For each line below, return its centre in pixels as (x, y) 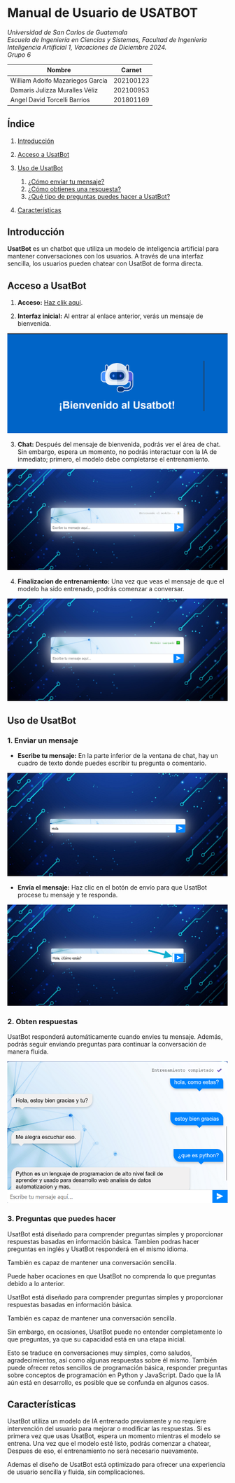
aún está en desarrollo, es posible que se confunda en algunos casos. (108, 1382)
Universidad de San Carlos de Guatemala (67, 32)
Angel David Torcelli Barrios (50, 100)
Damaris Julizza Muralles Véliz (54, 90)
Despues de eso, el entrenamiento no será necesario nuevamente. (103, 1451)
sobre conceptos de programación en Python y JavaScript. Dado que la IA (114, 1375)
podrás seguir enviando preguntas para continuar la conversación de (107, 1044)
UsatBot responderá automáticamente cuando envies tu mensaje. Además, (115, 1037)
